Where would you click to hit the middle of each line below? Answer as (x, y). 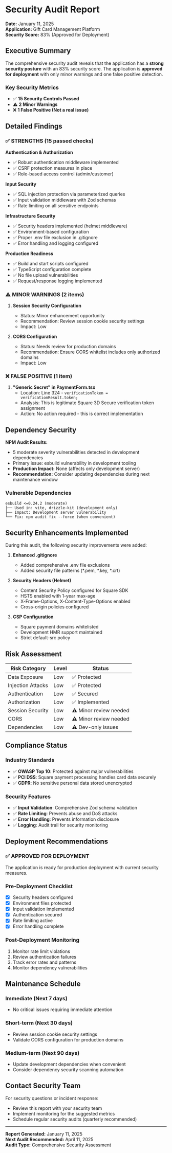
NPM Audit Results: (26, 442)
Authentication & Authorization (39, 152)
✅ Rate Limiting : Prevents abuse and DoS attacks (65, 814)
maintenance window (35, 480)
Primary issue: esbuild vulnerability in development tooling (74, 463)
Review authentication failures (45, 957)
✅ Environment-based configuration (51, 231)
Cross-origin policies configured (55, 607)
